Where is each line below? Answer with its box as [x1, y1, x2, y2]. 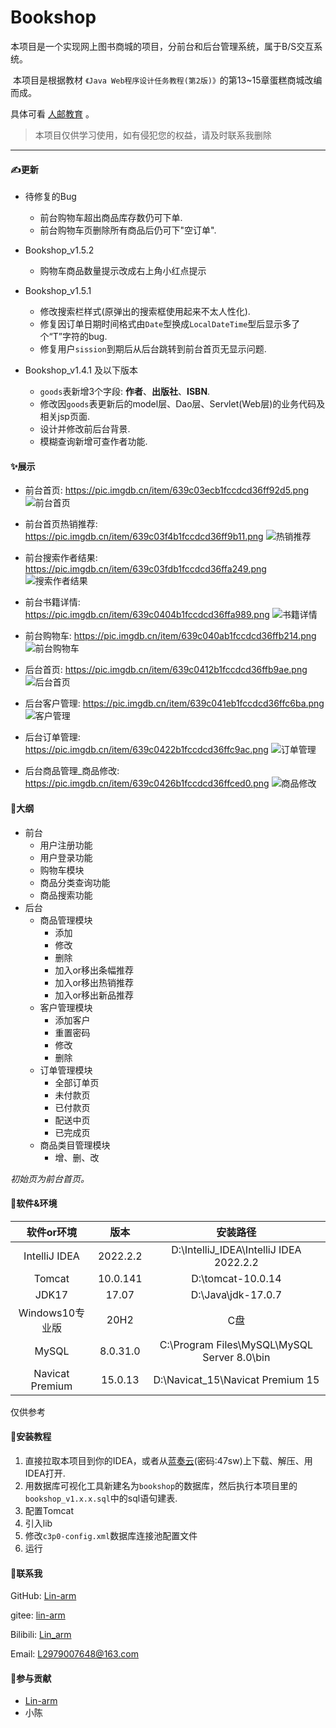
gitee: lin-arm [10, 1609, 66, 1621]
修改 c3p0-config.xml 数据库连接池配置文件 [24, 1529, 198, 1541]
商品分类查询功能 [39, 876, 111, 888]
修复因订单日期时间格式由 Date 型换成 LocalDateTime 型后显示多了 [39, 318, 301, 330]
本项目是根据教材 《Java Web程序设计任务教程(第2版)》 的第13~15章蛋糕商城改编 [12, 74, 323, 86]
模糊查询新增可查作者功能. [39, 436, 148, 448]
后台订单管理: [24, 731, 81, 743]
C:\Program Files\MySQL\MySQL [159, 1337, 313, 1351]
